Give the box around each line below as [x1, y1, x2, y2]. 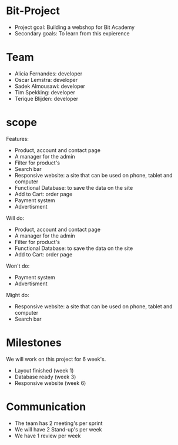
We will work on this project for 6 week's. [6, 355, 106, 362]
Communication [6, 400, 86, 413]
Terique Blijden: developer [14, 95, 78, 102]
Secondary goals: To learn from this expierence [14, 29, 130, 37]
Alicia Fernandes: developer [14, 70, 83, 77]
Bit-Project [6, 4, 61, 18]
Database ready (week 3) [14, 373, 76, 380]
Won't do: [6, 262, 30, 269]
